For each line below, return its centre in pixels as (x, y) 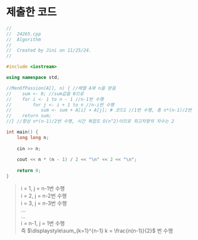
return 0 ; (29, 171)
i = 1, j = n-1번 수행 (43, 188)
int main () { (22, 132)
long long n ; (33, 137)
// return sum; (29, 116)
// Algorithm (24, 39)
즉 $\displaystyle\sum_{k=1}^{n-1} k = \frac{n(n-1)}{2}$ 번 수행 (97, 230)
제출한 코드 (32, 12)
